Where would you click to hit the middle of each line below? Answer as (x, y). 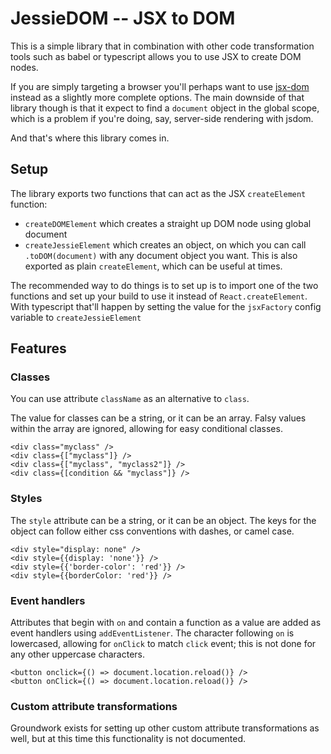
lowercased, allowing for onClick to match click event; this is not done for (163, 644)
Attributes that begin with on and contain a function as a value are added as (166, 623)
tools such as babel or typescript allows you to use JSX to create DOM (156, 56)
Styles (26, 499)
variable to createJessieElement (76, 317)
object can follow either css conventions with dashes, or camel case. (152, 531)
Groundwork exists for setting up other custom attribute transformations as (165, 728)
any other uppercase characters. (78, 654)
